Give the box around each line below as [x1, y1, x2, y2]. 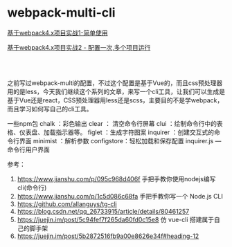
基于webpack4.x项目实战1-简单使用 [7, 28, 108, 37]
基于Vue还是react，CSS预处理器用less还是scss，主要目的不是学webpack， [7, 95, 224, 104]
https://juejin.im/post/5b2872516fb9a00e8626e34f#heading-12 [17, 232, 199, 240]
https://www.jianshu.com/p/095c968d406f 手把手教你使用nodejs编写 [17, 174, 216, 183]
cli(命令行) [17, 183, 47, 192]
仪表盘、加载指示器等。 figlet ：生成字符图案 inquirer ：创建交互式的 [19, 128, 215, 136]
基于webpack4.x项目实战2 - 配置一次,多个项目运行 [7, 43, 151, 51]
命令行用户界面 [7, 145, 50, 154]
